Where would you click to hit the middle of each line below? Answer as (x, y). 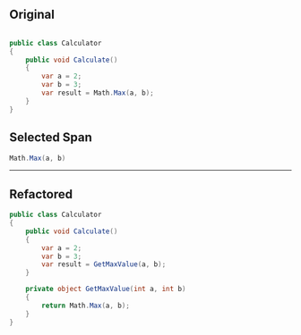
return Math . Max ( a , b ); (86, 306)
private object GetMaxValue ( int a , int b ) (106, 289)
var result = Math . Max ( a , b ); (98, 93)
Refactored (41, 194)
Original (32, 15)
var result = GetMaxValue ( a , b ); (104, 264)
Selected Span (51, 138)
